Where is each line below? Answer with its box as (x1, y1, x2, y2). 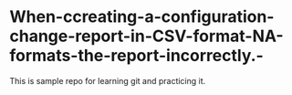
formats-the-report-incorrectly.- (9, 46, 265, 66)
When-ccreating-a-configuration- (9, 6, 275, 27)
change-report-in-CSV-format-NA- (9, 26, 285, 47)
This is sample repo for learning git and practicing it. (9, 75, 206, 86)
